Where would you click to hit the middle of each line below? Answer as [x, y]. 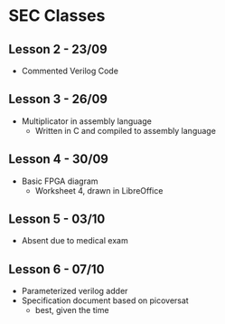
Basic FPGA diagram [60, 181]
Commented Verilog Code [70, 71]
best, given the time [72, 310]
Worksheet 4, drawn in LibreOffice [99, 190]
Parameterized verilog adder [75, 291]
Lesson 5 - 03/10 [57, 219]
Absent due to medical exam [75, 241]
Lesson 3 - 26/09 [58, 99]
